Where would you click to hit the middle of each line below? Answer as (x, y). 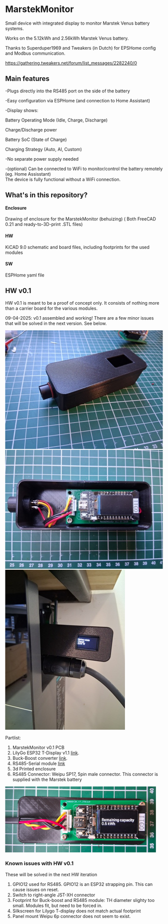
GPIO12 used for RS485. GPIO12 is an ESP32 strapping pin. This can (82, 884)
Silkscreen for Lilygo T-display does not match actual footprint (76, 911)
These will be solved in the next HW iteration (51, 874)
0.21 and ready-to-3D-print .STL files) (44, 224)
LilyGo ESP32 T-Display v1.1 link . (46, 753)
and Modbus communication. (35, 53)
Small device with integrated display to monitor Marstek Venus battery (77, 23)
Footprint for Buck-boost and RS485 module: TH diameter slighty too (83, 900)
